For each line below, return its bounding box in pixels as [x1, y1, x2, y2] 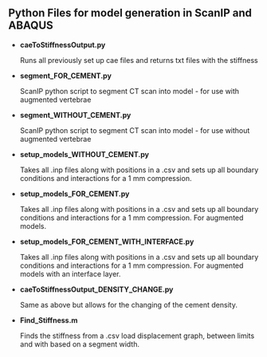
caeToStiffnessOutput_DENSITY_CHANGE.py [19, 284, 174, 294]
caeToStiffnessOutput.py [19, 40, 106, 49]
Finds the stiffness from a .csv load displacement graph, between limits [19, 331, 255, 340]
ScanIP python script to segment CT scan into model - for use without [19, 125, 250, 135]
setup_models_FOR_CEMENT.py [19, 189, 130, 198]
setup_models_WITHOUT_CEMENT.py [19, 149, 150, 159]
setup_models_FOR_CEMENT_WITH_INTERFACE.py [19, 237, 194, 246]
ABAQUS [8, 19, 53, 33]
